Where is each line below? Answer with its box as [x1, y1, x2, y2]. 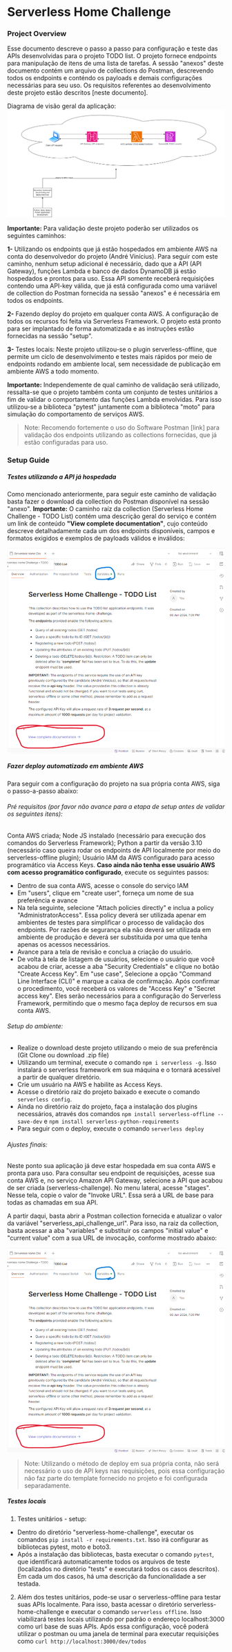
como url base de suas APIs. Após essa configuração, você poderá [17, 1622, 209, 1631]
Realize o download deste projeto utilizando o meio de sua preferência [17, 1043, 218, 1052]
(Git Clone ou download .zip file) [17, 1050, 109, 1059]
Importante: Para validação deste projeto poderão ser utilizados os [7, 224, 199, 232]
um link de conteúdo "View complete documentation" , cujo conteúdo [7, 519, 209, 528]
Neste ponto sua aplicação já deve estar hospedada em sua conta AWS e [7, 1162, 216, 1170]
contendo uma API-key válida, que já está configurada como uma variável [7, 281, 217, 290]
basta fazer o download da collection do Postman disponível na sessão [7, 497, 209, 505]
